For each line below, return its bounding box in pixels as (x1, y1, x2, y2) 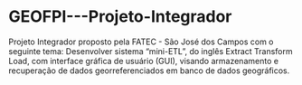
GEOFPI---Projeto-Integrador (8, 6, 232, 27)
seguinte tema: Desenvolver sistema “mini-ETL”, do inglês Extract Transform (8, 45, 293, 56)
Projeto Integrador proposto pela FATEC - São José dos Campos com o (8, 36, 274, 47)
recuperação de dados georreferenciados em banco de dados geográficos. (8, 65, 290, 76)
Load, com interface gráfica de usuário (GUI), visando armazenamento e (8, 55, 279, 66)
